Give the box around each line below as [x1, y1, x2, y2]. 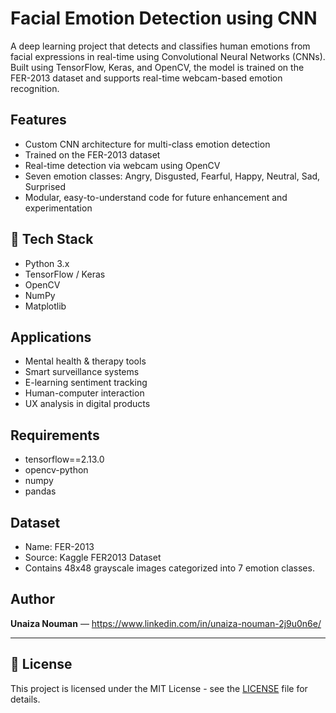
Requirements [10, 427, 100, 444]
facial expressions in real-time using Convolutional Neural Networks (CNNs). [10, 50, 326, 62]
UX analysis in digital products [24, 398, 151, 410]
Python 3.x [24, 257, 70, 269]
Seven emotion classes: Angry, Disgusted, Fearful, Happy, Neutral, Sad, [24, 170, 321, 182]
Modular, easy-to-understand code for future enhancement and [24, 191, 288, 203]
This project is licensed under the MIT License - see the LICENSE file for [10, 682, 308, 694]
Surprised [24, 180, 67, 192]
